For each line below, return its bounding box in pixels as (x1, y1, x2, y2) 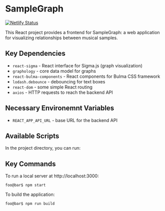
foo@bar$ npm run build (5, 201, 55, 206)
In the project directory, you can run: (5, 145, 81, 151)
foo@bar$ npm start (5, 183, 46, 188)
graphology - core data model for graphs (12, 68, 96, 74)
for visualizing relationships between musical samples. (5, 35, 118, 41)
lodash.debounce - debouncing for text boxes (12, 78, 105, 84)
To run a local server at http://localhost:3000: (5, 173, 99, 179)
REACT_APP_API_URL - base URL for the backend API (12, 117, 118, 123)
